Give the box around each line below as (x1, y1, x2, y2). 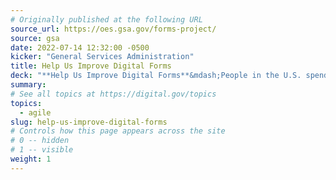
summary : (10, 80, 47, 90)
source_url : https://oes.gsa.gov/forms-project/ (10, 24, 217, 34)
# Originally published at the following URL (10, 14, 203, 25)
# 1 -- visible (10, 145, 74, 155)
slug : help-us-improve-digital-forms (10, 117, 168, 127)
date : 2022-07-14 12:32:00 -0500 (10, 42, 150, 53)
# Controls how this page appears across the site (10, 126, 226, 136)
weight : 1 (10, 154, 52, 164)
